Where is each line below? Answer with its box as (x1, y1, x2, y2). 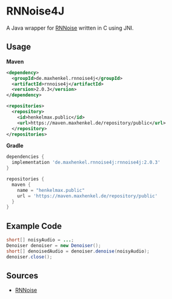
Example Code (6, 221, 62, 231)
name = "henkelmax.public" (17, 187, 85, 193)
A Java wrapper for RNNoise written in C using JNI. (6, 24, 134, 31)
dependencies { (6, 154, 45, 160)
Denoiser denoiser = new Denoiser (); (6, 242, 101, 249)
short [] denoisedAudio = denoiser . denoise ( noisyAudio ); (6, 248, 150, 254)
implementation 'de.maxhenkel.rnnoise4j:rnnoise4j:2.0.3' (11, 159, 161, 166)
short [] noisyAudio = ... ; (6, 237, 74, 243)
